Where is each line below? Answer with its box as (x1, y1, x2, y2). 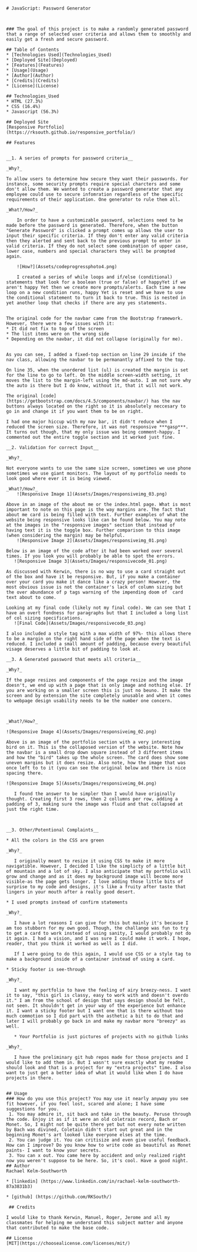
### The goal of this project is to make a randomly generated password (6, 26, 189, 32)
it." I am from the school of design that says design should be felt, (6, 997, 186, 1003)
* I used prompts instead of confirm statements (6, 899, 128, 905)
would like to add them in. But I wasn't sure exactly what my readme (6, 1059, 183, 1065)
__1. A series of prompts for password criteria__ (6, 155, 133, 161)
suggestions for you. (6, 1106, 60, 1112)
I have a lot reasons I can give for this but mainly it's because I (14, 920, 189, 926)
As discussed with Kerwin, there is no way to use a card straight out (6, 569, 186, 575)
